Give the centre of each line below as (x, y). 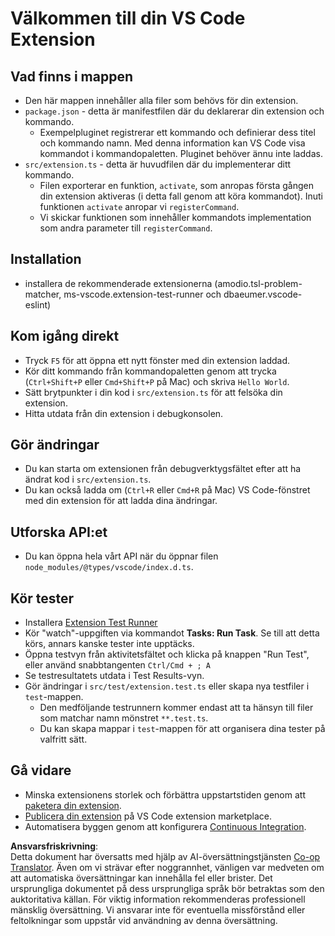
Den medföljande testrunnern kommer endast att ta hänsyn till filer (176, 708)
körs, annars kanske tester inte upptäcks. (109, 644)
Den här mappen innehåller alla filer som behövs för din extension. (161, 100)
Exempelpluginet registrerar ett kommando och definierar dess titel (177, 132)
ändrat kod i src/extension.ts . (88, 479)
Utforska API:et (59, 532)
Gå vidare (41, 770)
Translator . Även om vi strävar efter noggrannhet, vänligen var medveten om (167, 867)
